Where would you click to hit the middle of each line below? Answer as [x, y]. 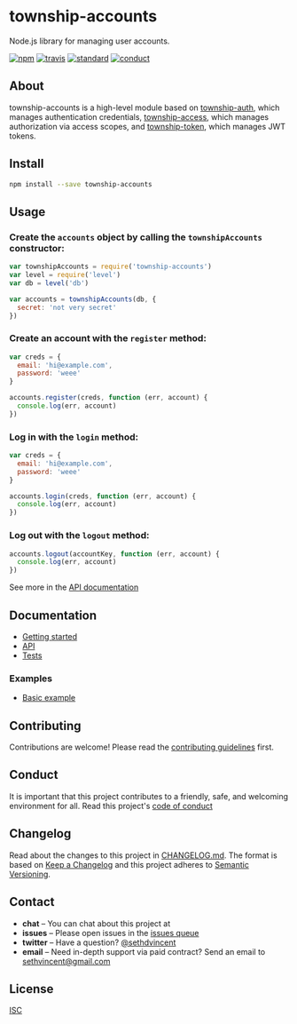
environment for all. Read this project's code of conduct [111, 806]
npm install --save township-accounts [81, 184]
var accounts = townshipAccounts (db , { [83, 299]
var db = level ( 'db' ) [49, 283]
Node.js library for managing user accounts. [90, 41]
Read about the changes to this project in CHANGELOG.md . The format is [143, 855]
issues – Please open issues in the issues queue [110, 933]
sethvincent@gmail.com [66, 961]
